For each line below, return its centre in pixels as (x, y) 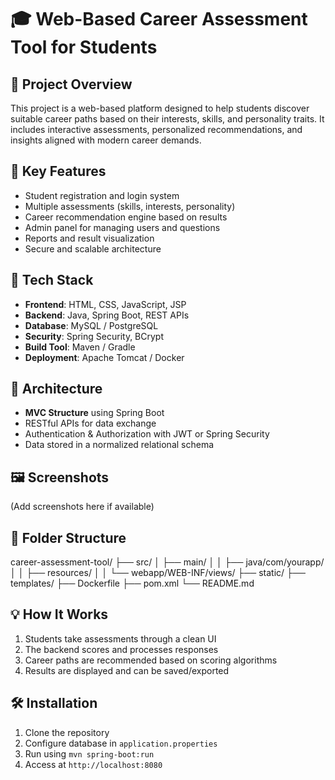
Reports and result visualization (89, 238)
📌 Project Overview (71, 84)
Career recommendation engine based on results (126, 217)
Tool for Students (84, 47)
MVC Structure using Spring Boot (94, 413)
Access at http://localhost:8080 (93, 764)
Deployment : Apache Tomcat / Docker (104, 357)
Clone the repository (67, 732)
